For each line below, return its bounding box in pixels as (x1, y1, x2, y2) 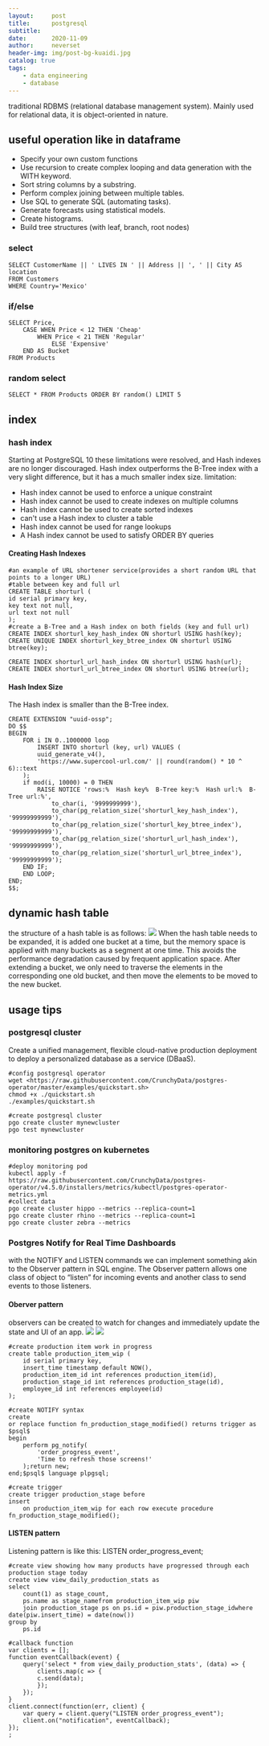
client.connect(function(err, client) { (8, 1702, 146, 1711)
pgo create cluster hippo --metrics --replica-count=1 (8, 1205, 196, 1213)
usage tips (8, 1002, 63, 1017)
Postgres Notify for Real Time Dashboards (8, 1237, 177, 1248)
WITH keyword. (19, 171, 72, 181)
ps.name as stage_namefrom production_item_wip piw (22, 1596, 199, 1605)
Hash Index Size (8, 682, 63, 691)
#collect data (8, 1198, 56, 1206)
